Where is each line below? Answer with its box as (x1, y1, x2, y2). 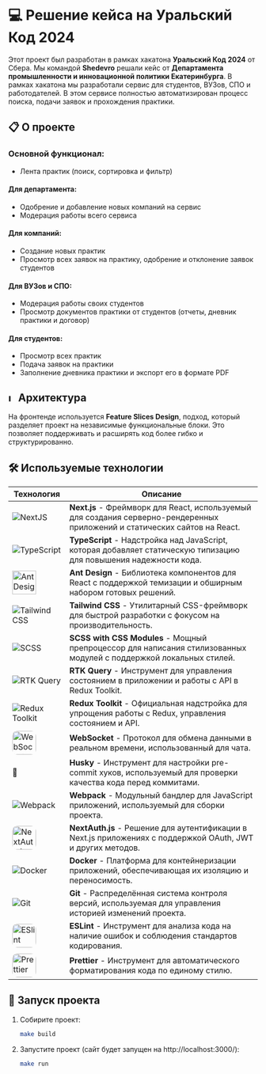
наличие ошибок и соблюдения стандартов (69, 931, 237, 942)
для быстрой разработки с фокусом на (69, 610, 220, 621)
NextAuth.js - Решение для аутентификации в (69, 822, 248, 833)
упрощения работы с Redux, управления (69, 708, 226, 719)
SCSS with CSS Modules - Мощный (69, 632, 207, 643)
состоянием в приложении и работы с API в (69, 675, 239, 686)
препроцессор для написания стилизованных (69, 643, 247, 654)
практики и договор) (19, 316, 90, 325)
